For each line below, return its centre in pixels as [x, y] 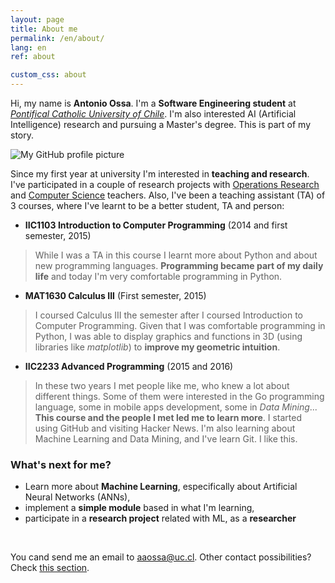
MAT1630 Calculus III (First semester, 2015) [115, 295]
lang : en [28, 47]
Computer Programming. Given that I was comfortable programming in [180, 325]
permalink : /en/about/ [57, 38]
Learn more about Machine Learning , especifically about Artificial [161, 487]
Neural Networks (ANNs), [77, 497]
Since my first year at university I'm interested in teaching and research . [160, 174]
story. [22, 135]
